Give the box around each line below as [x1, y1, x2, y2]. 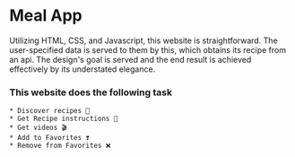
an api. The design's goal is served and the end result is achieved [9, 54, 252, 65]
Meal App [9, 5, 82, 26]
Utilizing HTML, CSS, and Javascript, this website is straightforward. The [9, 35, 278, 46]
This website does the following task [9, 86, 173, 99]
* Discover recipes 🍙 [9, 107, 91, 116]
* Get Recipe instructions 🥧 [9, 114, 118, 124]
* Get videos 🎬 [9, 123, 67, 133]
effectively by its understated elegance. [9, 64, 156, 74]
